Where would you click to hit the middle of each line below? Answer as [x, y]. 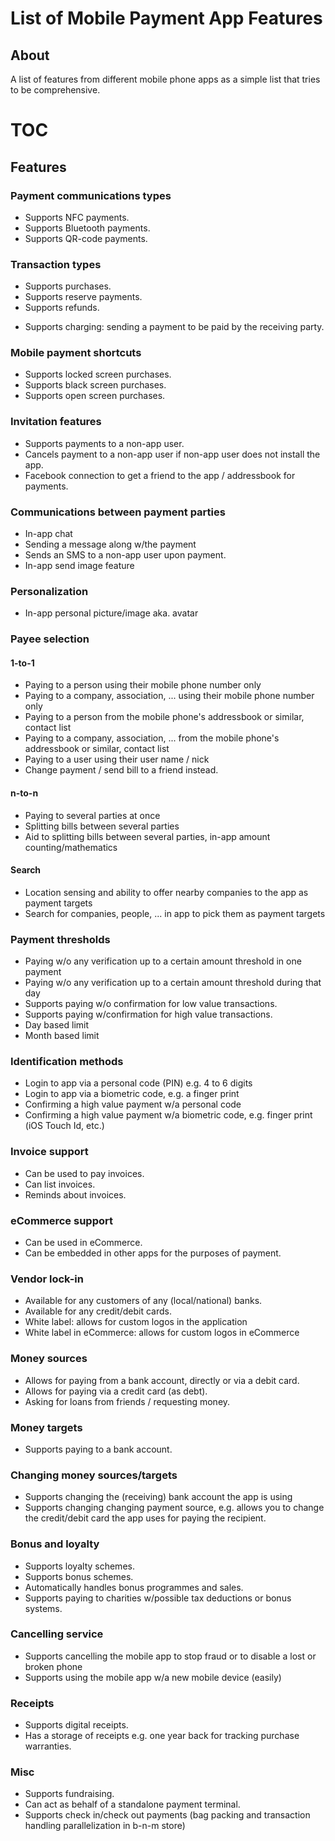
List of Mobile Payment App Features [166, 18]
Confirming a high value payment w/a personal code [133, 1104]
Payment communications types [91, 195]
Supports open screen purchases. [95, 396]
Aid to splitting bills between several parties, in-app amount [147, 836]
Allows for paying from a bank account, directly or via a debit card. [162, 1380]
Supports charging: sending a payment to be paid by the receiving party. [174, 327]
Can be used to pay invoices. [84, 1173]
